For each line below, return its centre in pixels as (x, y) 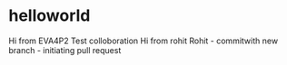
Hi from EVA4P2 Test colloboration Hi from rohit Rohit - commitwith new (143, 41)
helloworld (49, 16)
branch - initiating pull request (65, 50)
